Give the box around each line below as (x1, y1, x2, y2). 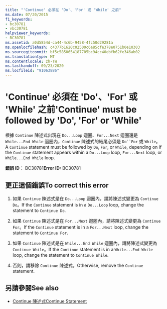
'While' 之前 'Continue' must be (5, 104, 137, 116)
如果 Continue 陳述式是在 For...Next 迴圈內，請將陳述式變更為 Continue (12, 218, 161, 224)
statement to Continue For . (12, 230, 69, 236)
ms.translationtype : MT (5, 54, 55, 59)
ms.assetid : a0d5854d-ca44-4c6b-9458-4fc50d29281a (5, 40, 113, 45)
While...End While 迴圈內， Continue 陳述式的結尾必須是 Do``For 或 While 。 (5, 138, 160, 144)
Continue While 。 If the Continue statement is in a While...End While (12, 246, 153, 252)
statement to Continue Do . (12, 207, 66, 214)
